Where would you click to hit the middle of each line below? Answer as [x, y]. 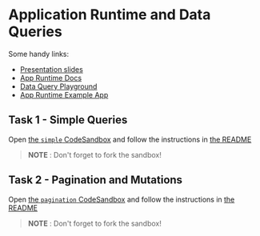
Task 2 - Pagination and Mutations [95, 180]
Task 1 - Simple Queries [68, 120]
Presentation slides [52, 69]
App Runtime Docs [51, 78]
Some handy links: [39, 54]
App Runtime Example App [64, 94]
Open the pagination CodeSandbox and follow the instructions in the [122, 199]
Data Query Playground [58, 86]
